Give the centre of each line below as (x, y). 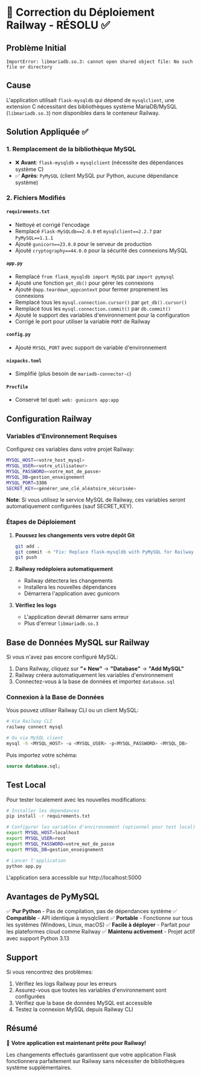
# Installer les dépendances (43, 810)
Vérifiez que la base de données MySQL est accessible (84, 1003)
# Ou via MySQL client (35, 738)
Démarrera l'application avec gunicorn (72, 593)
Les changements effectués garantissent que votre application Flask (91, 1055)
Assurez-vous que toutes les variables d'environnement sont (91, 990)
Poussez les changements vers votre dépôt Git (75, 535)
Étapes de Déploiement (41, 522)
